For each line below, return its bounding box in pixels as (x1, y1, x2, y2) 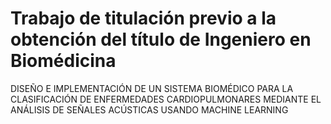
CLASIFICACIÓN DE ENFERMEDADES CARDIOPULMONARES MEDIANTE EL (10, 93, 322, 105)
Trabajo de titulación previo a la (10, 7, 277, 30)
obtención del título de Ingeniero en (10, 28, 312, 51)
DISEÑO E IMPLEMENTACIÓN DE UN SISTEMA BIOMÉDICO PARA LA (10, 82, 294, 94)
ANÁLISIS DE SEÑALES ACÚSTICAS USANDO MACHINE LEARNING (10, 103, 289, 116)
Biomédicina (10, 50, 117, 72)
